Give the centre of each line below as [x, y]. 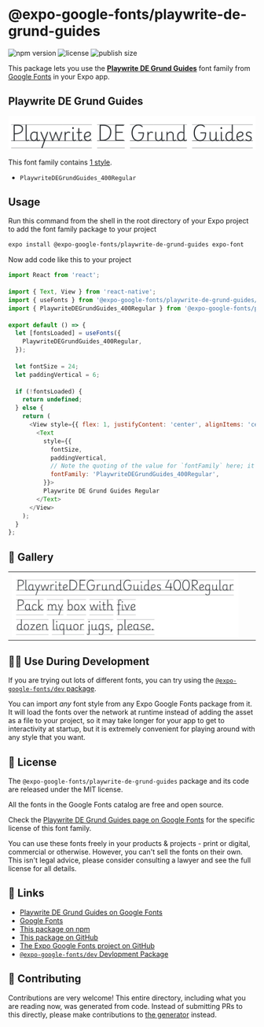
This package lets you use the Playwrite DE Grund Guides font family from [129, 68]
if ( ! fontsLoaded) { [49, 391]
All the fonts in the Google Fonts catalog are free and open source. [116, 804]
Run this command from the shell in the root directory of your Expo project [128, 221]
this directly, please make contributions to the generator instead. [113, 1014]
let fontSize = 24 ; [47, 366]
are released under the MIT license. [66, 789]
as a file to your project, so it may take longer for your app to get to [117, 721]
